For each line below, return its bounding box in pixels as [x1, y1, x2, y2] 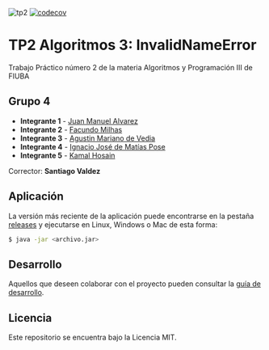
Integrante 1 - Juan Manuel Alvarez [19, 116, 139, 125]
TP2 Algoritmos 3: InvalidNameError [8, 36, 257, 54]
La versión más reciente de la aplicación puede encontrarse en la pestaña [8, 211, 254, 221]
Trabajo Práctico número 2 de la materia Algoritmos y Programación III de [8, 62, 253, 72]
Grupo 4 [8, 95, 51, 108]
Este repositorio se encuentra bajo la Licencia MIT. [8, 332, 177, 343]
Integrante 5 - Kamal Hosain [19, 150, 116, 160]
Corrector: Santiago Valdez [8, 166, 101, 175]
